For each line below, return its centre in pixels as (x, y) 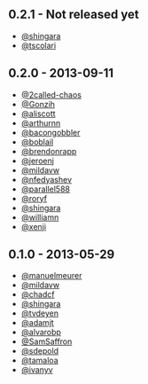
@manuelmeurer (51, 276)
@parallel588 (45, 189)
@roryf (34, 198)
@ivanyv (37, 370)
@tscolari (39, 45)
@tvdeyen (40, 313)
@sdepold (40, 351)
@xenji (33, 226)
